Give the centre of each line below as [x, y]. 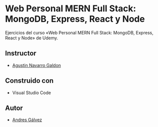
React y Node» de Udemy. [32, 38]
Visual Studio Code [32, 93]
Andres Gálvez [27, 120]
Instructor [21, 53]
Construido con [29, 81]
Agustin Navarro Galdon [37, 65]
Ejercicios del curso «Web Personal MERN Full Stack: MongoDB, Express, [79, 32]
